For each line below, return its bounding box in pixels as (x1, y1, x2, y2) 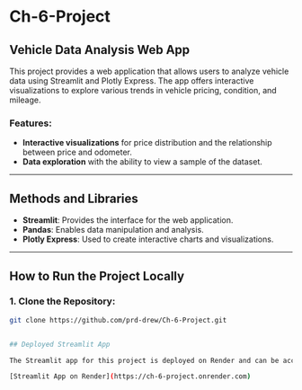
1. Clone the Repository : (9, 295, 116, 307)
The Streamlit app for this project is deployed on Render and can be (9, 356, 280, 365)
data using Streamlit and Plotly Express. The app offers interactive (9, 75, 254, 86)
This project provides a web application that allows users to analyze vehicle (9, 66, 289, 76)
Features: (9, 117, 52, 129)
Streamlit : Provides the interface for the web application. (22, 215, 234, 226)
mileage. (9, 94, 41, 105)
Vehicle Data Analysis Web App (9, 42, 191, 58)
